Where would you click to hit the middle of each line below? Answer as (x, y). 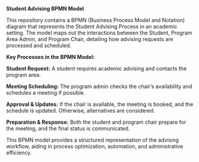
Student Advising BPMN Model (45, 9)
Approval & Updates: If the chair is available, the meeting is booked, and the (100, 104)
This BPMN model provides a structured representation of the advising (93, 140)
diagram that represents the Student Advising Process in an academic (92, 27)
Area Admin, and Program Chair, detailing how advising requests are (90, 39)
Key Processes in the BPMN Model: (50, 57)
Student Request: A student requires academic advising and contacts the (97, 68)
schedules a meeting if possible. (46, 93)
